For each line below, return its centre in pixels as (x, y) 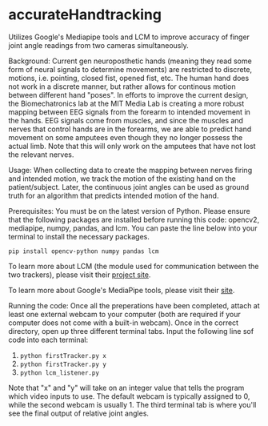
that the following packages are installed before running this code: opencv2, (134, 219)
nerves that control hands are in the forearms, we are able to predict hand (130, 129)
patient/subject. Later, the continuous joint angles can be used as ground (129, 187)
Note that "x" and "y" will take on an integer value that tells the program (126, 388)
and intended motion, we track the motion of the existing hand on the (122, 179)
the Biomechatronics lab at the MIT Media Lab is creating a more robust (126, 103)
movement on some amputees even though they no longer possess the (126, 137)
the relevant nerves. (41, 155)
